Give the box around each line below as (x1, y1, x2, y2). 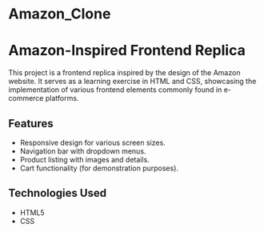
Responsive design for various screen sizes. (19, 138, 166, 147)
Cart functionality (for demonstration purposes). (19, 163, 178, 173)
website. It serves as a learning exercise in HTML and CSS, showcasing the (8, 77, 257, 86)
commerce (8, 94, 44, 103)
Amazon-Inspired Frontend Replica (8, 42, 246, 60)
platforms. (45, 94, 79, 103)
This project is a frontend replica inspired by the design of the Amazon (8, 68, 241, 78)
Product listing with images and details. (19, 154, 150, 164)
